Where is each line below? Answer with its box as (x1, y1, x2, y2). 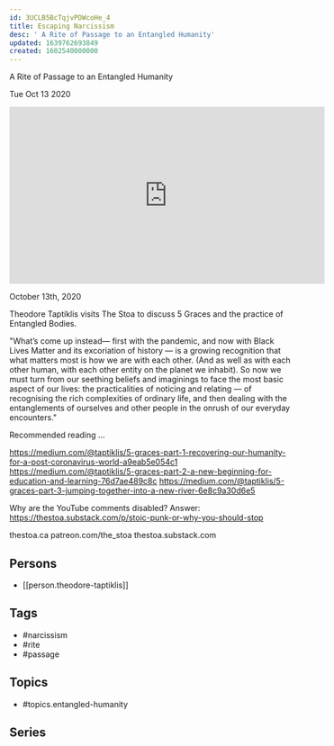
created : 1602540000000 (9, 47, 99, 56)
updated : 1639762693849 (9, 38, 99, 48)
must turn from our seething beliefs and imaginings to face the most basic (9, 374, 284, 385)
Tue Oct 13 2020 (9, 89, 71, 100)
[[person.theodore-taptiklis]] (22, 580, 129, 590)
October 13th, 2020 (9, 292, 82, 302)
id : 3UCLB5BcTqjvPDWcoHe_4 (9, 13, 111, 22)
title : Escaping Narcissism (9, 22, 115, 31)
